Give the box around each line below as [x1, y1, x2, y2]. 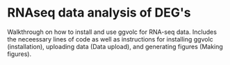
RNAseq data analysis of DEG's [7, 5, 191, 21]
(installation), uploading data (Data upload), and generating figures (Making [7, 42, 224, 50]
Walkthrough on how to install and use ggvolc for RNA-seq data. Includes [7, 28, 217, 36]
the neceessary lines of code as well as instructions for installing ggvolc [7, 35, 213, 43]
